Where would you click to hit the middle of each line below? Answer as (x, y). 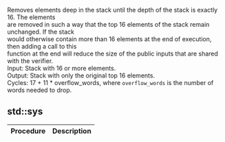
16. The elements (31, 17)
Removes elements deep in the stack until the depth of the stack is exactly (112, 10)
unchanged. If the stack (41, 32)
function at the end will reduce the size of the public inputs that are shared (113, 54)
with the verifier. (30, 61)
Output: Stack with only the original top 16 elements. (81, 75)
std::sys (25, 111)
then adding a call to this (42, 46)
